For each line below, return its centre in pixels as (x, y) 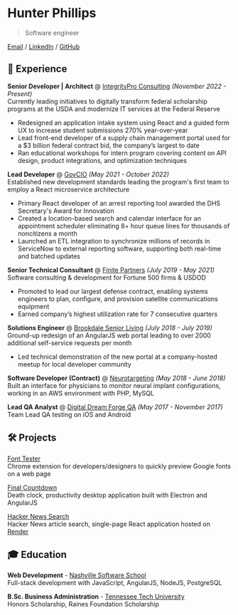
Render (18, 531)
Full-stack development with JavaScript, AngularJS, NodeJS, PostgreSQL (115, 583)
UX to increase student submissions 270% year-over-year (103, 130)
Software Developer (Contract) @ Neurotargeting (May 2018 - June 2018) (117, 378)
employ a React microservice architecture (69, 189)
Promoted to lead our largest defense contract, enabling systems (113, 291)
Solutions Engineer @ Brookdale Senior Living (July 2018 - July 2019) (110, 327)
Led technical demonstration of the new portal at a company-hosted (118, 357)
